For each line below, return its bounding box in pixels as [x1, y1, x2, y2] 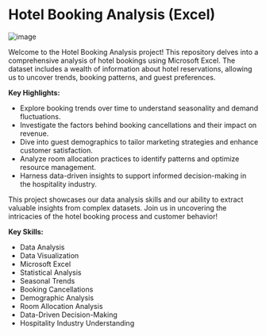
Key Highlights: [8, 87, 60, 97]
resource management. [19, 162, 97, 172]
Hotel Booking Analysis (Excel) [8, 6, 216, 24]
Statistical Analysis [19, 268, 82, 277]
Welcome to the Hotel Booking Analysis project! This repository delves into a [8, 47, 259, 56]
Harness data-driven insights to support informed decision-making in [19, 171, 247, 180]
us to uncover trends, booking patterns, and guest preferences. [8, 72, 216, 82]
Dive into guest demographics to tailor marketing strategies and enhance [19, 137, 259, 146]
